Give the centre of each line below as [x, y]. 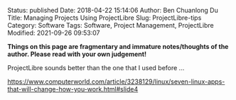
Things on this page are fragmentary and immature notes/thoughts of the [118, 46]
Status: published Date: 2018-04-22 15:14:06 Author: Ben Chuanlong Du [113, 10]
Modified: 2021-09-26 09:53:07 [54, 33]
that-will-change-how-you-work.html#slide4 [73, 89]
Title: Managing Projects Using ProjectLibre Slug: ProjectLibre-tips [104, 18]
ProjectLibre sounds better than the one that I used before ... [96, 68]
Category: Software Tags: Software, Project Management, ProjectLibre [111, 25]
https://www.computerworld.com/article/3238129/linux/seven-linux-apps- [116, 82]
